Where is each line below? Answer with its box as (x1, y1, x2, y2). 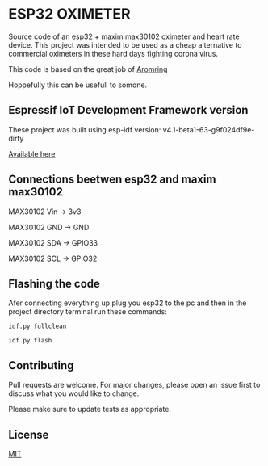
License (8, 427, 49, 441)
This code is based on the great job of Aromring (8, 64, 168, 73)
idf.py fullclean (8, 322, 67, 331)
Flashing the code (8, 276, 101, 291)
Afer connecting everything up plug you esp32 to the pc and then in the (8, 298, 247, 308)
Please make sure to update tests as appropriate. (8, 405, 172, 414)
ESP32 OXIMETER (8, 5, 131, 23)
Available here (8, 149, 56, 158)
